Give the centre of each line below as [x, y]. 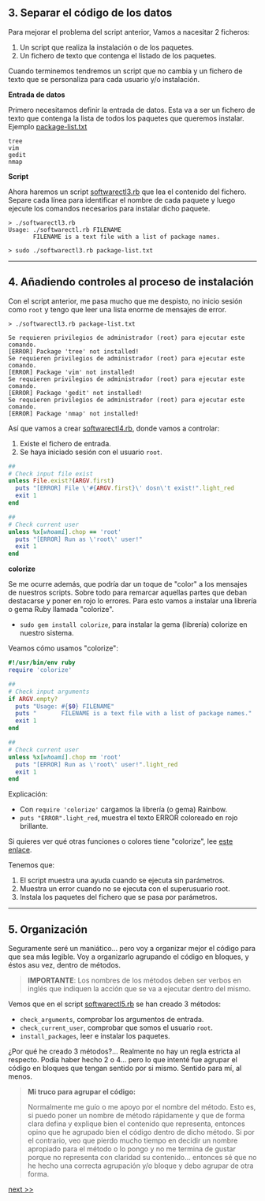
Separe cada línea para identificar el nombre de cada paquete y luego [122, 200]
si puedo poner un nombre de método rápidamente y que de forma [136, 1116]
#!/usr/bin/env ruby [42, 663]
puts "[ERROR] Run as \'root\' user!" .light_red [97, 764]
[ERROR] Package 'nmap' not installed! [74, 413]
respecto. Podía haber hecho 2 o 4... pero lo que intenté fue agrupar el [123, 1060]
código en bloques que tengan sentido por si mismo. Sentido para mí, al [125, 1069]
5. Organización [48, 929]
